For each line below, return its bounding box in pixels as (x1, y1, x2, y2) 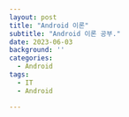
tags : (9, 70, 29, 79)
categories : (9, 54, 53, 62)
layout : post (9, 12, 57, 22)
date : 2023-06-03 (9, 37, 73, 47)
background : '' (9, 46, 65, 55)
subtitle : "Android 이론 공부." (9, 29, 121, 38)
